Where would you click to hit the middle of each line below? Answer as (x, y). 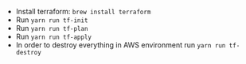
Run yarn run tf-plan (52, 28)
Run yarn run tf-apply (53, 36)
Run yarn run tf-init (52, 20)
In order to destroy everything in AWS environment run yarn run (121, 45)
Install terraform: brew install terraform (83, 11)
